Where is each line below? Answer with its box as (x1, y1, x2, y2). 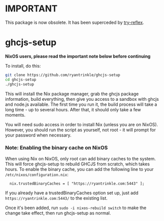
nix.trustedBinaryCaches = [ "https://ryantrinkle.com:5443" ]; (9, 181, 145, 186)
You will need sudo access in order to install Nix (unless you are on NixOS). (5, 121, 158, 127)
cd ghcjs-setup (5, 77, 37, 82)
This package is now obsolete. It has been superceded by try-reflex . (5, 19, 144, 25)
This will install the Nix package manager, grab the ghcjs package (5, 90, 139, 97)
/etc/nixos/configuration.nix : (5, 171, 69, 177)
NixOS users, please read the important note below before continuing (5, 53, 151, 59)
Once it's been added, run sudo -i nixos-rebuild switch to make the (5, 205, 147, 211)
